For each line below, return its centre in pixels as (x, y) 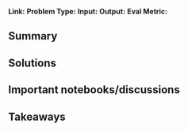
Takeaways (37, 116)
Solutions (33, 63)
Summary (33, 36)
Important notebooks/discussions (94, 90)
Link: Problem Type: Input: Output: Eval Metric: (88, 11)
